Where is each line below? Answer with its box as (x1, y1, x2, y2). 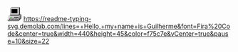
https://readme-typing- (23, 15, 92, 22)
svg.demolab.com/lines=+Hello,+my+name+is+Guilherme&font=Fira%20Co (7, 22, 230, 30)
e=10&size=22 (7, 37, 50, 45)
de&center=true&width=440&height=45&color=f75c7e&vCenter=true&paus (7, 30, 229, 38)
